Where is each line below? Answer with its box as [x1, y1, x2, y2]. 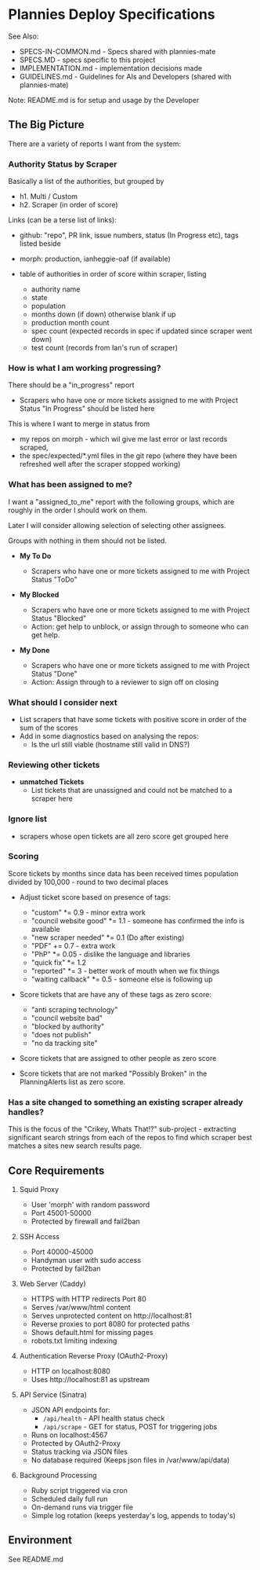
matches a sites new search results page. [8, 1141, 143, 1150]
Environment [8, 1534, 73, 1547]
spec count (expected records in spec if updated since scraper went [31, 326, 253, 336]
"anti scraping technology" [31, 1004, 118, 1014]
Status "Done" [31, 669, 78, 678]
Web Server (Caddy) [19, 1278, 86, 1288]
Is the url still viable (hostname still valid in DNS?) [31, 739, 190, 749]
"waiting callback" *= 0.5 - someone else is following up [31, 974, 213, 984]
